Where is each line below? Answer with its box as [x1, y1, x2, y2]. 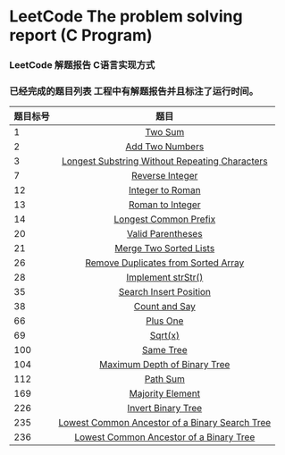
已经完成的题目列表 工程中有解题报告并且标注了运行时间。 [9, 85, 259, 97]
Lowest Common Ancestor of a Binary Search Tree [58, 417, 272, 429]
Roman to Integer [128, 198, 201, 211]
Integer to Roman [128, 184, 201, 197]
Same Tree [141, 344, 188, 357]
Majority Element [129, 387, 201, 400]
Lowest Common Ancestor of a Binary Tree [74, 431, 256, 443]
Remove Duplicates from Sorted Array [84, 257, 245, 269]
